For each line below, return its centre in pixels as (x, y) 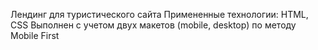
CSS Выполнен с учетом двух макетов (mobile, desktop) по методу (153, 25)
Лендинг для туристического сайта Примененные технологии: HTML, (159, 14)
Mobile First (35, 35)
